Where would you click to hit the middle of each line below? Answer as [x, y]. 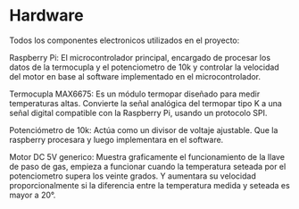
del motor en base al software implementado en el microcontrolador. [135, 76]
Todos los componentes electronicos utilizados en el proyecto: [125, 40]
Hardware [46, 16]
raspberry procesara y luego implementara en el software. [116, 139]
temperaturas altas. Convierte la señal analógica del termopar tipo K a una [146, 103]
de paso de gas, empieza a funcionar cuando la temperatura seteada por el [148, 166]
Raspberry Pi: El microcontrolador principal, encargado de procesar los [140, 57]
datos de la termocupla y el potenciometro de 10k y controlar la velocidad [144, 67]
